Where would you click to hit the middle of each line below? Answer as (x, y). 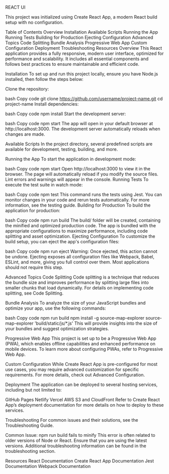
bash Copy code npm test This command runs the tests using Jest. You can (84, 195)
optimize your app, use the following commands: (56, 308)
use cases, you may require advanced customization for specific (72, 369)
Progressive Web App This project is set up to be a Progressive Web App (81, 338)
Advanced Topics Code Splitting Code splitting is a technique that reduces (82, 277)
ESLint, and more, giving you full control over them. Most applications (77, 262)
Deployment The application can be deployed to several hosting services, (81, 385)
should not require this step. (34, 267)
